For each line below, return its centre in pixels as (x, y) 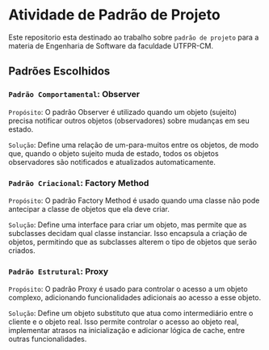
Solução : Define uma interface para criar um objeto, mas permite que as (128, 225)
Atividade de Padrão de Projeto (114, 15)
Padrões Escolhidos (59, 72)
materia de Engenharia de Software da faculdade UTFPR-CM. (111, 45)
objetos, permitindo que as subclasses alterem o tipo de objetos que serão (132, 242)
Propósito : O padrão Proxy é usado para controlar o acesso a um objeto (128, 289)
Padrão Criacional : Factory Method (79, 183)
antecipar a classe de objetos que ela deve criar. (89, 209)
